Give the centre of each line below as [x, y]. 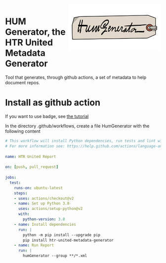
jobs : [11, 177]
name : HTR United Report [31, 157]
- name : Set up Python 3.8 [42, 204]
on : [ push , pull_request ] [32, 167]
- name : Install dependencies [45, 224]
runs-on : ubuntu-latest [39, 188]
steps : [21, 193]
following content [23, 131]
